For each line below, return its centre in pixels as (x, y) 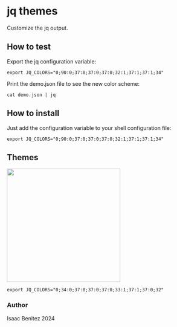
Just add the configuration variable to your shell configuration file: (89, 128)
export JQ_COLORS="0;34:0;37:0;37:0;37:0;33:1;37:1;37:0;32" (85, 290)
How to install (33, 113)
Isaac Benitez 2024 (31, 318)
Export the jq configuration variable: (52, 61)
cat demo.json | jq (31, 95)
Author (18, 305)
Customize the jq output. (37, 28)
